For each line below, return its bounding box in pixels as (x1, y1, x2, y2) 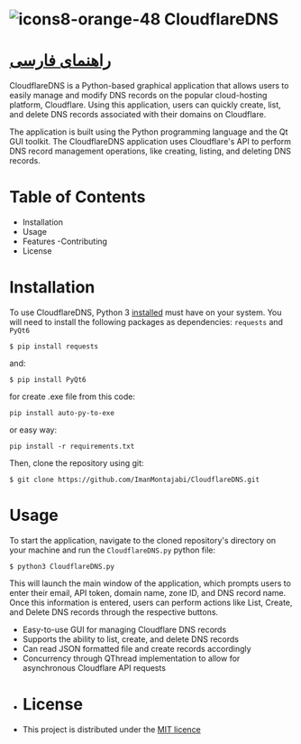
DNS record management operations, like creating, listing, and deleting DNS (9, 145, 291, 157)
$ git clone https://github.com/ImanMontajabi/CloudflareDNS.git (9, 475, 260, 484)
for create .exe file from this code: (9, 391, 136, 402)
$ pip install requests (9, 342, 99, 351)
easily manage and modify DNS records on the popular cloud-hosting (9, 90, 268, 101)
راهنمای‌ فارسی (9, 51, 112, 71)
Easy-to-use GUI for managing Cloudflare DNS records (22, 624, 227, 635)
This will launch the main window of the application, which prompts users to (9, 578, 291, 589)
